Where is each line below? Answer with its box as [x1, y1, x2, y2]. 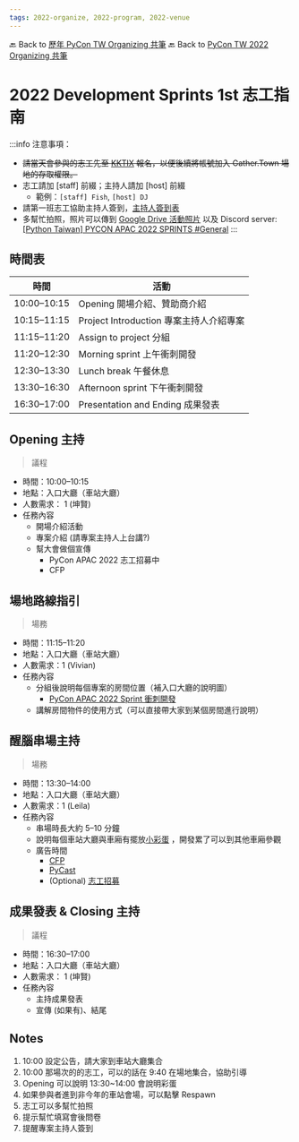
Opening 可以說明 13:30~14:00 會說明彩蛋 [21, 1078, 177, 1089]
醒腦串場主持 [9, 734, 81, 749]
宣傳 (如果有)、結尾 [35, 1004, 107, 1015]
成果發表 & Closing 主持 [9, 904, 141, 919]
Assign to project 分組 [78, 331, 170, 344]
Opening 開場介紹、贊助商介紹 [78, 297, 207, 310]
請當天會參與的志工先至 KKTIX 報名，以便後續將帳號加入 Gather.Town [21, 158, 279, 168]
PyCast [48, 864, 76, 875]
